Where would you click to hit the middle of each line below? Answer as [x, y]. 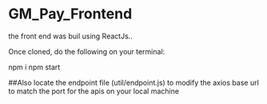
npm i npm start [34, 67]
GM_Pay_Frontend [70, 14]
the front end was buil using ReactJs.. [71, 36]
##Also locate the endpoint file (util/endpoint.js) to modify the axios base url [134, 82]
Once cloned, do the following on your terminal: [87, 51]
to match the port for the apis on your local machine [94, 91]
